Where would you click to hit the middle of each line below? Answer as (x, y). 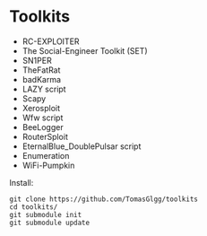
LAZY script (44, 89)
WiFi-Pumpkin (48, 165)
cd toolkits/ (34, 207)
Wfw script (43, 118)
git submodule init (46, 214)
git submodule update (50, 223)
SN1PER (37, 60)
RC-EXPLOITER (51, 41)
